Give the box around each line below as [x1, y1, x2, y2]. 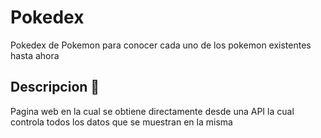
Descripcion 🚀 [10, 79, 100, 96]
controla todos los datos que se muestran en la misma [10, 116, 233, 128]
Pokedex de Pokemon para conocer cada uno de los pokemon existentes [10, 39, 312, 51]
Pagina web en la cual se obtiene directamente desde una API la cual [10, 105, 295, 117]
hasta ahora [10, 49, 60, 61]
